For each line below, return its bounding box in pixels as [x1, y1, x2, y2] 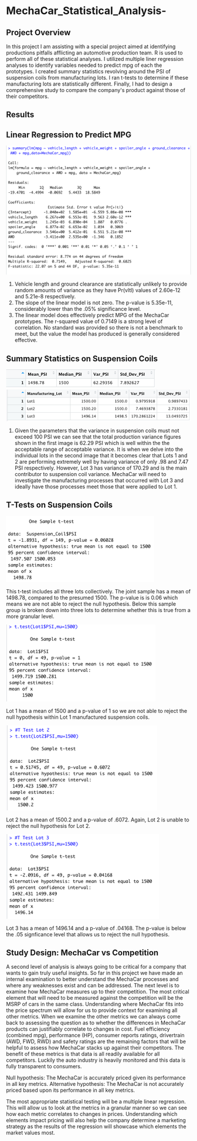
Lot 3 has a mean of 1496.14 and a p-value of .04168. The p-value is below [6, 925, 186, 932]
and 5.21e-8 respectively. [14, 293, 76, 300]
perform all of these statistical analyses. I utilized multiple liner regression [6, 56, 184, 62]
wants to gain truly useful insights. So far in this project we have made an [6, 969, 183, 977]
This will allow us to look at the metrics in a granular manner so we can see [6, 1104, 188, 1112]
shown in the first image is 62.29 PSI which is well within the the [14, 439, 170, 446]
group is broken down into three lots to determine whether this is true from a [6, 606, 191, 613]
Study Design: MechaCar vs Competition [6, 948, 159, 958]
